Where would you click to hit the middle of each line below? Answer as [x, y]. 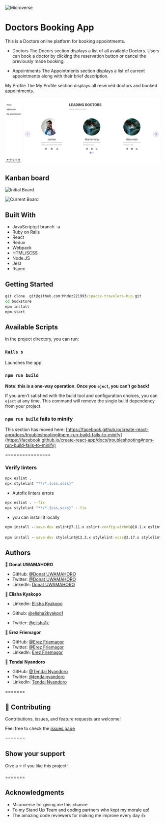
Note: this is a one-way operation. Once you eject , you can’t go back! [77, 386]
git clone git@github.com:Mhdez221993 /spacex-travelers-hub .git [73, 296]
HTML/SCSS [25, 253]
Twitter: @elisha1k [30, 623]
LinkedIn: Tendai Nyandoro [40, 682]
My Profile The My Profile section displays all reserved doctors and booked [81, 85]
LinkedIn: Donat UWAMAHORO [43, 585]
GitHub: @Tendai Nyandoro [40, 672]
